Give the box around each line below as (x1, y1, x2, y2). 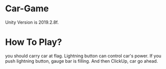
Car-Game (5, 3, 49, 14)
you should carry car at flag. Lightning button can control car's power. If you (5, 53, 162, 59)
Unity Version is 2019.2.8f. (5, 19, 59, 25)
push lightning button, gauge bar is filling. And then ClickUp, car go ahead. (5, 58, 158, 64)
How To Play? (5, 36, 62, 48)
